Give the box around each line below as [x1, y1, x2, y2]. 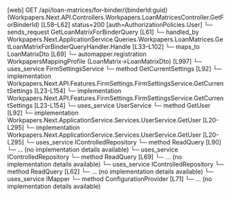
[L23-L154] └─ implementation [34, 86, 122, 95]
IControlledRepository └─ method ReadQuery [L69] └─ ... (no [7, 153, 182, 161]
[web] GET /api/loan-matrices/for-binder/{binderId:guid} [7, 6, 168, 14]
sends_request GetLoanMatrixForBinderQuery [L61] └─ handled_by [7, 28, 199, 36]
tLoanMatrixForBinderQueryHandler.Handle [7, 43, 131, 50]
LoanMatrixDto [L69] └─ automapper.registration [7, 50, 147, 58]
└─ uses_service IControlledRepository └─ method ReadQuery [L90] [25, 138, 221, 146]
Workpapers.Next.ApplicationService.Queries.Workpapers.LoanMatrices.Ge [7, 35, 223, 44]
